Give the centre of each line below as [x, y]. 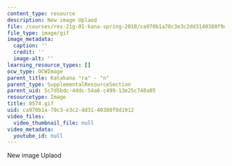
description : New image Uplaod [52, 20]
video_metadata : [30, 129]
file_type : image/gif [38, 33]
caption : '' [31, 46]
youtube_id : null [38, 136]
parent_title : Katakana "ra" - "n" [58, 78]
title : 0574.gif [30, 104]
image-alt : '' [33, 59]
